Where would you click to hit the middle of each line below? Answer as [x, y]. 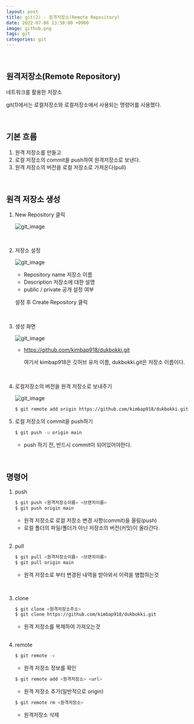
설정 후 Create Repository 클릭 [51, 302]
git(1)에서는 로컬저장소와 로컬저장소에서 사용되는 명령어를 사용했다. [84, 104]
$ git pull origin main [44, 563]
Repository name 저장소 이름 [58, 275]
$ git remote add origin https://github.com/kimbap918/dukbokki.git [101, 409]
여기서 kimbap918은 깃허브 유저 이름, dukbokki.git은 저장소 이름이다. [104, 362]
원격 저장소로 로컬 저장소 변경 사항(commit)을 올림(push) [90, 520]
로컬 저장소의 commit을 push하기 [54, 421]
